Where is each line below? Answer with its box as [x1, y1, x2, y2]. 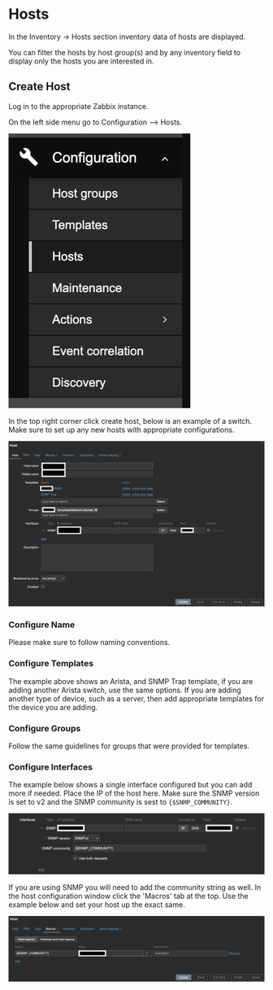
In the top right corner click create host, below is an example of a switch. [8, 416, 253, 425]
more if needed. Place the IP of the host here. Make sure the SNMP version [8, 788, 260, 798]
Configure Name [8, 619, 76, 630]
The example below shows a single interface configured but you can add [8, 780, 253, 790]
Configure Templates [8, 658, 94, 669]
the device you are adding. [8, 702, 98, 712]
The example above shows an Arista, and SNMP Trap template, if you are [8, 676, 253, 686]
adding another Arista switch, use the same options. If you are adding [8, 685, 241, 695]
